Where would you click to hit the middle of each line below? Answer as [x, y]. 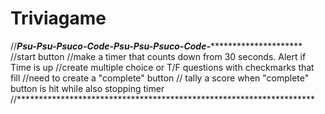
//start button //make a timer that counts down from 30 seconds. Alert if [158, 56]
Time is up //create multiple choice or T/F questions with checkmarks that [162, 67]
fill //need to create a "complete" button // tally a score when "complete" [160, 78]
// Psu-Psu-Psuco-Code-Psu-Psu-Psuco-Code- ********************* [156, 46]
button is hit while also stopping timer [87, 88]
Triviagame [58, 18]
